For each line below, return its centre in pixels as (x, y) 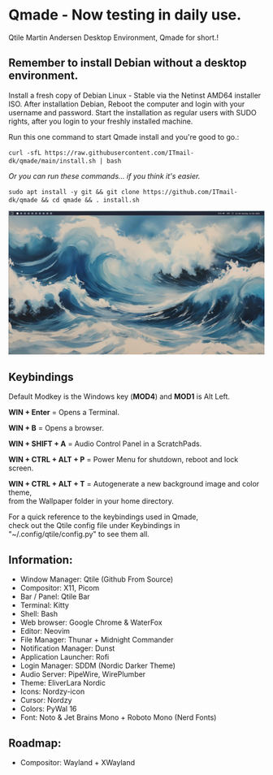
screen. (21, 468)
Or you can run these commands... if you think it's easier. (104, 175)
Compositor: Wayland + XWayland (78, 762)
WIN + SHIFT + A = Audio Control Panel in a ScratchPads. (105, 444)
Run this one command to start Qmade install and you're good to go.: (124, 136)
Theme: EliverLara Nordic (63, 683)
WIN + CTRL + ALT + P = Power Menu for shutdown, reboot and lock (123, 460)
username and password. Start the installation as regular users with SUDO (133, 112)
